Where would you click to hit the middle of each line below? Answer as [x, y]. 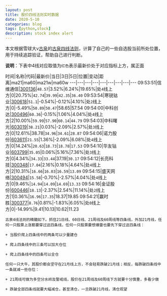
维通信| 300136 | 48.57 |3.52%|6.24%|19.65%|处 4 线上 [59, 89]
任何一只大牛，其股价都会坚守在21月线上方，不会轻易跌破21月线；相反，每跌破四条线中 [83, 264]
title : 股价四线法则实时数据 [32, 15]
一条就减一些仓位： [22, 270]
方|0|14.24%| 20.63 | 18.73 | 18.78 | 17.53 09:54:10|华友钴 [61, 146]
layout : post [19, 10]
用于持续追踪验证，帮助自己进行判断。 [45, 55]
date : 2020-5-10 [22, 19]
